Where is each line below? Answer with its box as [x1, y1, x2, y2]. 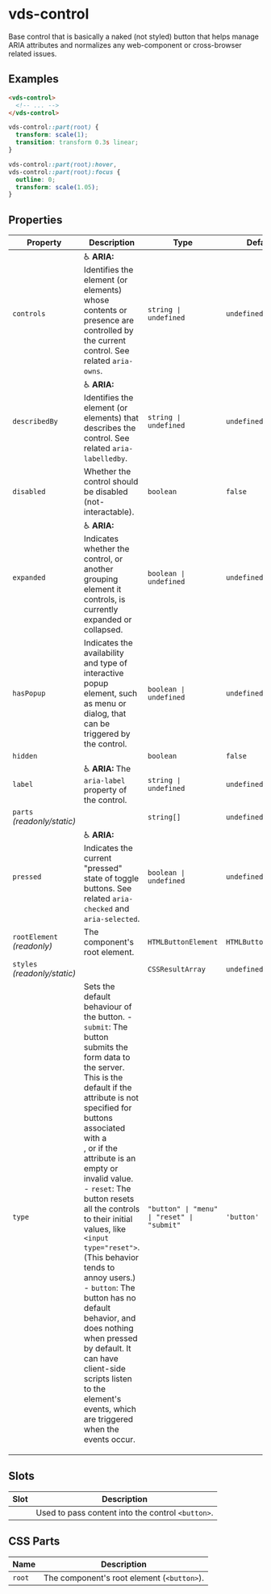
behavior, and [83, 1313, 136, 1324]
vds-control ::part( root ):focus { [8, 167, 121, 176]
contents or [83, 305, 127, 316]
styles [12, 960, 38, 969]
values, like [83, 1224, 127, 1235]
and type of [83, 657, 127, 669]
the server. [83, 1062, 125, 1073]
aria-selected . [83, 913, 140, 924]
